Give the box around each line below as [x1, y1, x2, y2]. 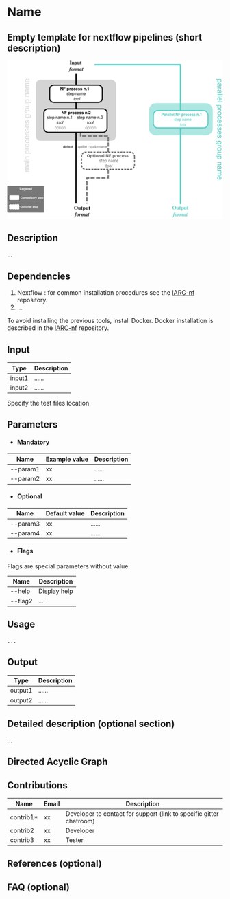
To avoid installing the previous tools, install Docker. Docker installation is [7, 317, 214, 325]
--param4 [10, 529, 40, 537]
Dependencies [7, 270, 71, 282]
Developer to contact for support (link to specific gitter [65, 809, 219, 818]
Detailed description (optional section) [7, 718, 175, 729]
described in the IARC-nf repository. [7, 324, 110, 332]
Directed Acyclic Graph [7, 756, 108, 768]
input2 [10, 384, 29, 392]
